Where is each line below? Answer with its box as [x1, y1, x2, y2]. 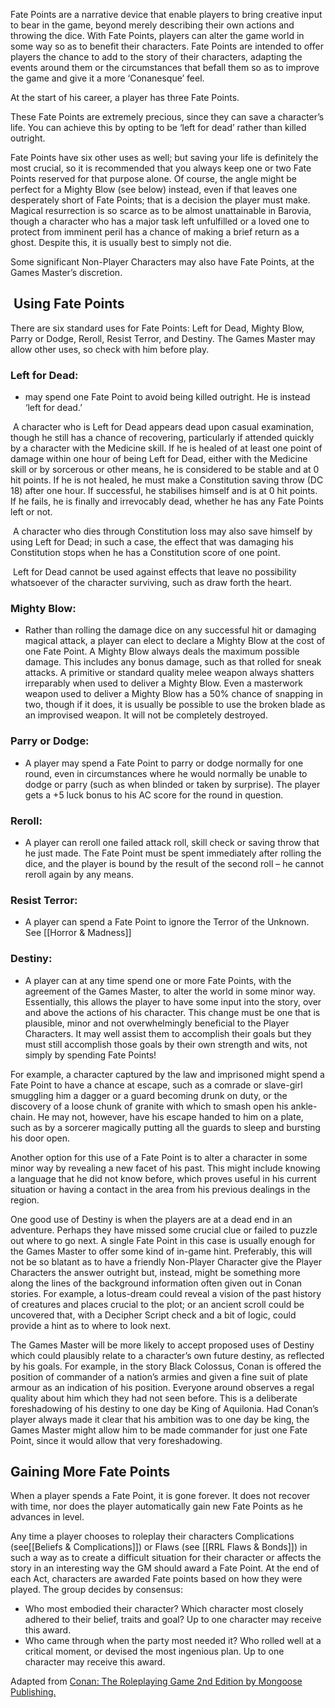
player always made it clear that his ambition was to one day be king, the [10, 1413, 310, 1425]
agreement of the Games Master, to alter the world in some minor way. [24, 985, 316, 997]
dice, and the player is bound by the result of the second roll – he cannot [24, 858, 325, 869]
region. [10, 1194, 40, 1206]
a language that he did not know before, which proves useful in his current [10, 1172, 317, 1184]
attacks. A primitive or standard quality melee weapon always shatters [24, 667, 315, 679]
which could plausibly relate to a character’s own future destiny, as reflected [10, 1349, 325, 1361]
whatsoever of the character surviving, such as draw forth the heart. [10, 577, 292, 589]
